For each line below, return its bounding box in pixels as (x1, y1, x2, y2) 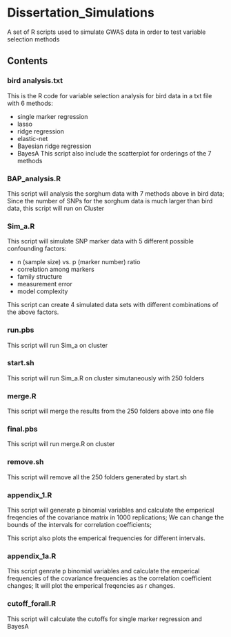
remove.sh (7, 457, 44, 467)
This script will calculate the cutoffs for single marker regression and (7, 614, 202, 623)
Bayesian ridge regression (17, 142, 92, 150)
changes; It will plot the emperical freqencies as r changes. (7, 582, 176, 590)
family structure (17, 273, 63, 281)
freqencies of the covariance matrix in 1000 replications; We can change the (7, 513, 224, 521)
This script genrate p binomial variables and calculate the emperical (7, 567, 200, 575)
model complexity (17, 287, 68, 295)
